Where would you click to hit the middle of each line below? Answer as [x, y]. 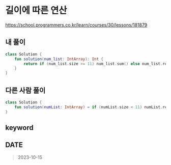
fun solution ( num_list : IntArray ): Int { [59, 59]
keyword [20, 128]
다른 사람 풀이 [25, 90]
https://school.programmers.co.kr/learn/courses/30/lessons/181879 [76, 25]
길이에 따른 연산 [36, 10]
